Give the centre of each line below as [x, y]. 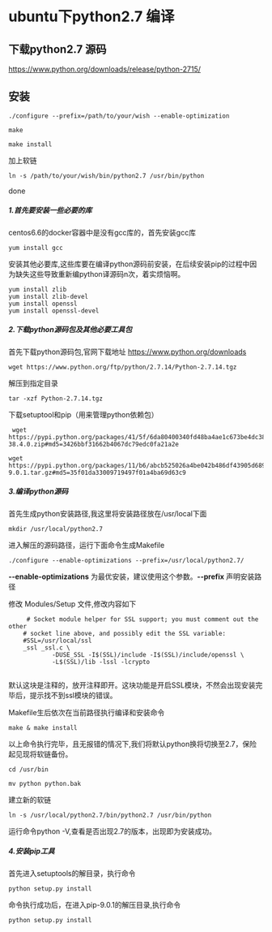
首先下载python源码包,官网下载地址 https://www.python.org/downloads [127, 352]
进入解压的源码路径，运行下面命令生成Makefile [87, 545]
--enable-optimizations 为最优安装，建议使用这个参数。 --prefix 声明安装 [132, 576]
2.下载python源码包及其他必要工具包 [70, 330]
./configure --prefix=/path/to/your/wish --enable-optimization [119, 116]
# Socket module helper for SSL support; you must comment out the [142, 619]
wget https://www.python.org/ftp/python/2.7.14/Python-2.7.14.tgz [123, 367]
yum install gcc [36, 248]
